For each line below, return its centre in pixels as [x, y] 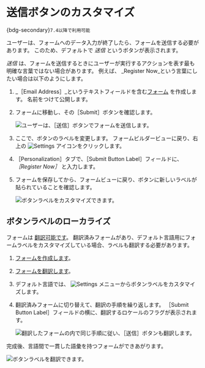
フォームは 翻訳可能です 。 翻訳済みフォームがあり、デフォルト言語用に [96, 237]
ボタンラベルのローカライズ [59, 221]
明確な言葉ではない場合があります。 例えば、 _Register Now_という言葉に [99, 70]
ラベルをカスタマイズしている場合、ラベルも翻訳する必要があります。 [104, 245]
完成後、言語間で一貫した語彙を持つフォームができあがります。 [87, 346]
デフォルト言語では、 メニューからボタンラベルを [92, 284]
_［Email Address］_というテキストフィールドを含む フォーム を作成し [103, 91]
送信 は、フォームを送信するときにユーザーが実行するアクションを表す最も [101, 63]
